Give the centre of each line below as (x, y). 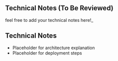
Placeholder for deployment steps (47, 53)
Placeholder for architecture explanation (54, 48)
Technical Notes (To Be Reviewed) (59, 8)
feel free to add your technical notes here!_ (49, 20)
